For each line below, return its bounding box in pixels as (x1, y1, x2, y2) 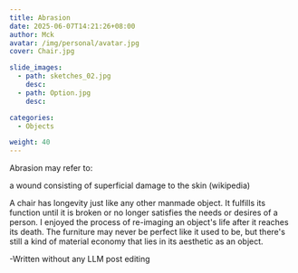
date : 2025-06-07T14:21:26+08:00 (9, 22, 136, 31)
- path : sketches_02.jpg (17, 71, 111, 81)
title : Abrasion (9, 13, 71, 23)
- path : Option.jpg (17, 88, 91, 98)
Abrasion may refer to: (9, 163, 93, 174)
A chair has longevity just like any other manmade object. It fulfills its (9, 198, 265, 209)
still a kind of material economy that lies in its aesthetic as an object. (9, 236, 264, 247)
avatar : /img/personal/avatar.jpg (9, 38, 140, 48)
